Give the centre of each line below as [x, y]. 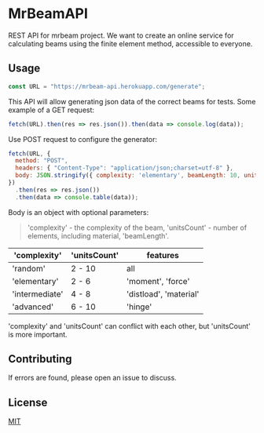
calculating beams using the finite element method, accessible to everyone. [130, 43]
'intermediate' [38, 293]
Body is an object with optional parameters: [79, 212]
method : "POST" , [42, 161]
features [163, 255]
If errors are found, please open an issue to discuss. [92, 378]
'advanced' [33, 307]
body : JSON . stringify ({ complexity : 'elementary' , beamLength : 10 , [128, 176]
